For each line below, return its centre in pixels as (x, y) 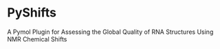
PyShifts (32, 13)
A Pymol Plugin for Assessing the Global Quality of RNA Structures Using (110, 32)
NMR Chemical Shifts (37, 39)
